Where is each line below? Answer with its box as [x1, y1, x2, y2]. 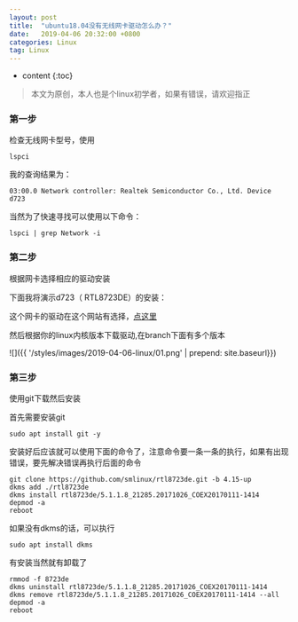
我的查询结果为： [9, 169, 72, 180]
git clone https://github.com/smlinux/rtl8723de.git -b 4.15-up [9, 476, 252, 484]
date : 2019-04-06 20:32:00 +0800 [9, 29, 141, 38]
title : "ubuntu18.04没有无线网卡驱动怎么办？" [9, 21, 173, 30]
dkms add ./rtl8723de [9, 483, 90, 492]
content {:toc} [21, 70, 74, 81]
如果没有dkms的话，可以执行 [9, 523, 115, 533]
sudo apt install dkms [9, 540, 93, 550]
